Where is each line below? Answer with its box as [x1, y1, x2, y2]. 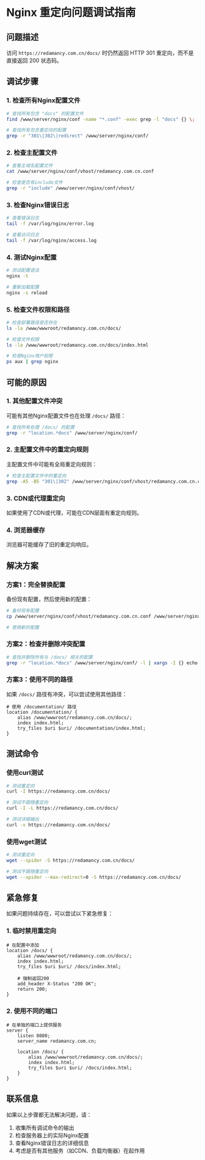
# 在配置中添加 [6, 942, 40, 948]
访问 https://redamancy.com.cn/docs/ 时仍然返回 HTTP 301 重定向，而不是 [6, 50, 194, 56]
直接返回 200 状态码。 [6, 57, 63, 64]
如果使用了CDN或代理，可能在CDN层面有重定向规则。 [6, 508, 142, 516]
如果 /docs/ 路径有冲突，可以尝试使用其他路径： [6, 690, 128, 697]
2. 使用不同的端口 [6, 1007, 58, 1015]
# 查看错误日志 [6, 215, 40, 221]
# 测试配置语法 [6, 267, 40, 274]
